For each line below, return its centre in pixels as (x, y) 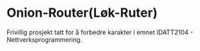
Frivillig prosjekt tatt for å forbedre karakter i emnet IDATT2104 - (100, 32)
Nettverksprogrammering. (45, 39)
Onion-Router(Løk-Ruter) (82, 13)
